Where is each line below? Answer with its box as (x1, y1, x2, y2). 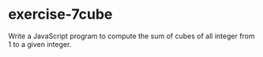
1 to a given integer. (8, 39, 72, 48)
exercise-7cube (8, 5, 113, 23)
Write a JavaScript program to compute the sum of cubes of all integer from (8, 31, 255, 41)
